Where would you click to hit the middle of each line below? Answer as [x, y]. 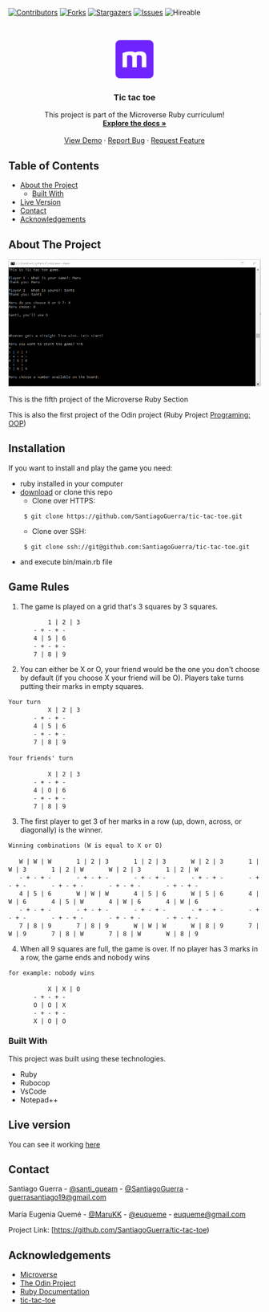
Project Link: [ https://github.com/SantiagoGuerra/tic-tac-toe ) [109, 1230]
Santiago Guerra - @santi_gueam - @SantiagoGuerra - [99, 1189]
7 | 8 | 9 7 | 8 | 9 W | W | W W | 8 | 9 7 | [139, 926]
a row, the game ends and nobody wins [85, 957]
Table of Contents [54, 166]
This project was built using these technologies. [87, 1058]
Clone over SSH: [59, 531]
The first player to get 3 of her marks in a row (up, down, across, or [130, 821]
